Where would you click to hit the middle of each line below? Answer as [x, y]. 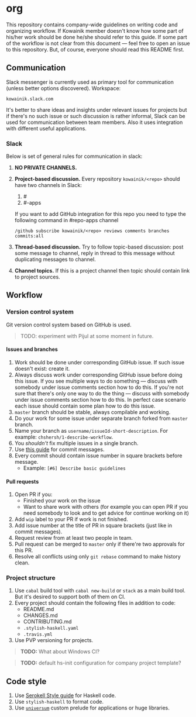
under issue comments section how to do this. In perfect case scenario [100, 399]
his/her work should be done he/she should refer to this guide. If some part [97, 37]
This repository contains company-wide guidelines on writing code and [92, 25]
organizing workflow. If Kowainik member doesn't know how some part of [95, 30]
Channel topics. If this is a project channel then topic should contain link [102, 271]
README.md [39, 609]
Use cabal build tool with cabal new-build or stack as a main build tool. [100, 591]
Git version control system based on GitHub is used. [69, 325]
